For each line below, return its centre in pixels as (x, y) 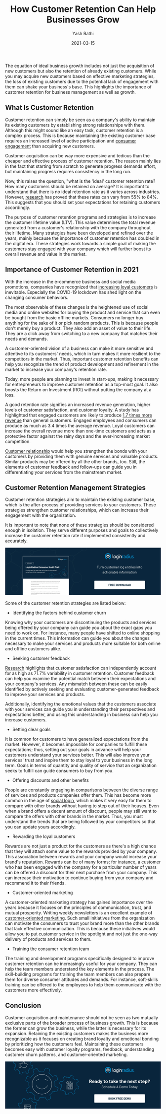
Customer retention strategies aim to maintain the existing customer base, (80, 499)
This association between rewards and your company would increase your (81, 856)
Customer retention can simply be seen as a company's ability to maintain (80, 120)
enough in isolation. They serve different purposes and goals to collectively (82, 530)
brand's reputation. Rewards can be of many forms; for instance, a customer (83, 862)
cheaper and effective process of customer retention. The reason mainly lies (83, 161)
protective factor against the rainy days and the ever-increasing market (78, 436)
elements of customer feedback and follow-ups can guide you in (71, 467)
